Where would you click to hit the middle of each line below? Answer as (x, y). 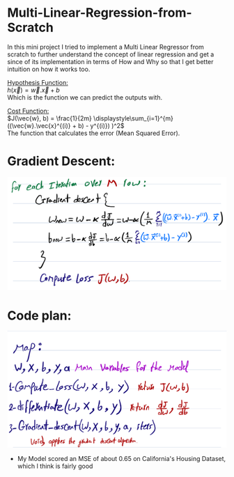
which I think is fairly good (55, 466)
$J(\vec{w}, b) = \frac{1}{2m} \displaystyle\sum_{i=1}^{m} (91, 118)
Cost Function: (28, 111)
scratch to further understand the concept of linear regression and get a (111, 54)
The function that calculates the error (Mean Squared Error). (94, 133)
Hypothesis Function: (38, 82)
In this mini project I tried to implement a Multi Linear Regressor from (106, 47)
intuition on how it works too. (49, 69)
